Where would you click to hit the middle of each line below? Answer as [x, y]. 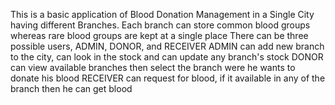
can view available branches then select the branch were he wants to [153, 67]
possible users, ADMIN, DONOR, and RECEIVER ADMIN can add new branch [167, 46]
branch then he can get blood [71, 88]
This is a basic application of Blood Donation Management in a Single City [162, 14]
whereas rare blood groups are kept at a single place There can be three [159, 35]
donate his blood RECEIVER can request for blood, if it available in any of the [168, 78]
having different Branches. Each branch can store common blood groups [160, 25]
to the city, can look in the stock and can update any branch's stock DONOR [167, 57]
